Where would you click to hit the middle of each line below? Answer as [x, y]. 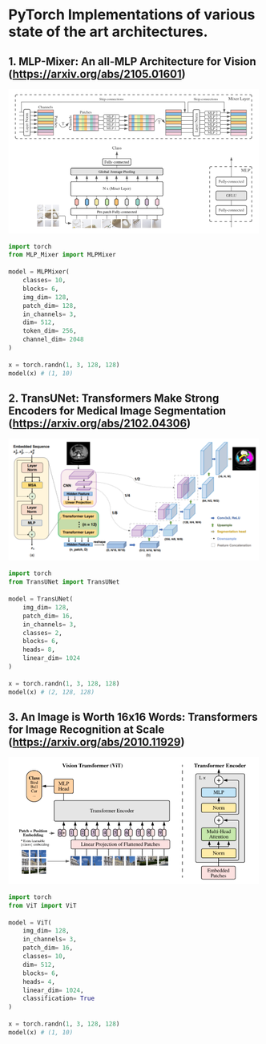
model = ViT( [30, 923]
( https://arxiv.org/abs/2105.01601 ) [97, 74]
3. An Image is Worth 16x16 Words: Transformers [133, 716]
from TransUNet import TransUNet [64, 582]
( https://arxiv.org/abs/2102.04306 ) [99, 423]
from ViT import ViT [43, 905]
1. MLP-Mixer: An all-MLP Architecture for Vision [132, 61]
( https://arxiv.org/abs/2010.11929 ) [97, 742]
